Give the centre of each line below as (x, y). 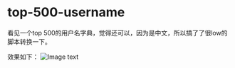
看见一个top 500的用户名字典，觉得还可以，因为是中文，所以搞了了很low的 (117, 33)
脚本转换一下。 (29, 41)
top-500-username (66, 12)
